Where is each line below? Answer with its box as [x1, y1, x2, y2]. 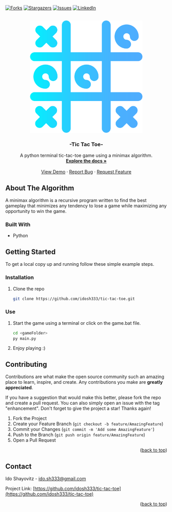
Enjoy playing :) [12, 345, 46, 351]
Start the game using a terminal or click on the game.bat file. [12, 320, 141, 326]
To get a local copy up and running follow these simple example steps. [5, 261, 155, 267]
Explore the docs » [66, 158, 107, 164]
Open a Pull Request [12, 437, 56, 443]
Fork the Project [12, 416, 47, 422]
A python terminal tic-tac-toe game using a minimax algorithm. [20, 152, 153, 159]
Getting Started [5, 247, 56, 256]
